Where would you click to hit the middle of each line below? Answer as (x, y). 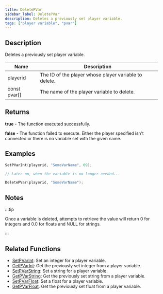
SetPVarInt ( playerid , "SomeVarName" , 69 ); (49, 165)
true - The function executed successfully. (48, 124)
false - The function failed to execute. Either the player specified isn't (74, 133)
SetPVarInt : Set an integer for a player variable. (59, 260)
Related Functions (33, 249)
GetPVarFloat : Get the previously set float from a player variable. (77, 286)
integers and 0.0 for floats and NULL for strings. (53, 224)
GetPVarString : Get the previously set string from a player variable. (79, 276)
